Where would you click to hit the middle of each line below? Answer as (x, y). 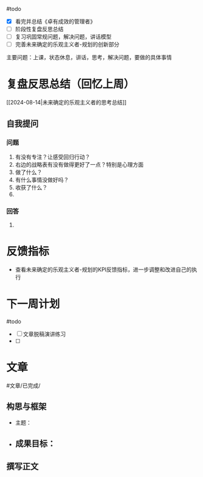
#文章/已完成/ (23, 385)
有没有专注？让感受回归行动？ (52, 157)
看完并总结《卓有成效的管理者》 (55, 21)
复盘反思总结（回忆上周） (71, 84)
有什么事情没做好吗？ (42, 180)
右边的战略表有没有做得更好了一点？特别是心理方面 (79, 164)
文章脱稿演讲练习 (44, 334)
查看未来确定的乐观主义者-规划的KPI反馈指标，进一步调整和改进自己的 (103, 270)
